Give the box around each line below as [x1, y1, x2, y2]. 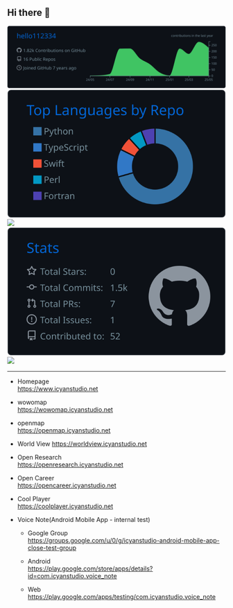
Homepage [17, 377, 50, 385]
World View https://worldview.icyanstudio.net [17, 440, 147, 448]
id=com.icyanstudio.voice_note [27, 572, 117, 580]
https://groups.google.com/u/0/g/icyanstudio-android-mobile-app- [27, 537, 220, 545]
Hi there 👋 [7, 7, 51, 19]
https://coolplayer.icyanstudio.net [17, 502, 114, 510]
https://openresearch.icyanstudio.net [17, 460, 123, 469]
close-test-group [27, 544, 76, 552]
